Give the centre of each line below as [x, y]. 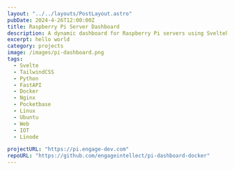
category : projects [36, 46]
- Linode [26, 137]
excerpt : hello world [39, 40]
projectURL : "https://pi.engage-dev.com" [68, 149]
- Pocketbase [32, 105]
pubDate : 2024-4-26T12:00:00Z [51, 20]
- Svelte [26, 65]
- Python [26, 78]
